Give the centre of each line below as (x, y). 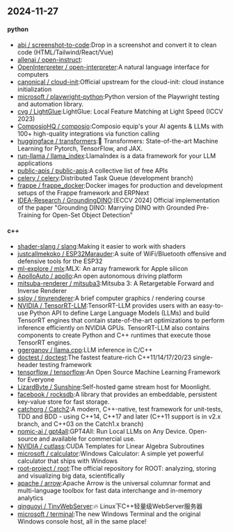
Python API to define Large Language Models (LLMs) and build (120, 313)
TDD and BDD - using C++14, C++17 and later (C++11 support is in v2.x (119, 416)
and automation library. (50, 104)
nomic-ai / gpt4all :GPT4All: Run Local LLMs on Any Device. (102, 431)
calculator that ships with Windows (67, 461)
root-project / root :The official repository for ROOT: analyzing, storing (117, 468)
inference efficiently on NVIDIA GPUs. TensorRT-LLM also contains (113, 327)
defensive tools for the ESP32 (60, 261)
